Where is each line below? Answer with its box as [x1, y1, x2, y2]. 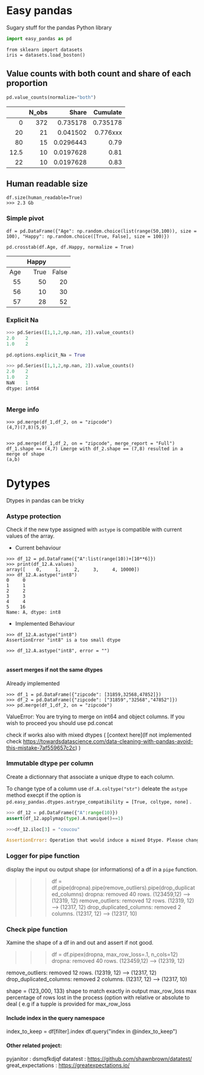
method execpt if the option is [6, 791, 81, 799]
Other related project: [6, 1041, 63, 1049]
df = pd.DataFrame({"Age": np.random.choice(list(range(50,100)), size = [6, 228, 197, 234]
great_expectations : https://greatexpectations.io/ [6, 1062, 130, 1069]
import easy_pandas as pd [6, 35, 72, 41]
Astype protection [6, 512, 61, 520]
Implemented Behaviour [15, 620, 75, 627]
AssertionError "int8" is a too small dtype [6, 637, 121, 643]
